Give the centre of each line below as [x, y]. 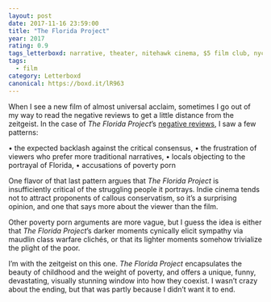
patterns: [23, 132]
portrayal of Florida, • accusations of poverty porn [92, 165]
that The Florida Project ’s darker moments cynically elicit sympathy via [126, 230]
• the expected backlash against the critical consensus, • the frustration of [133, 148]
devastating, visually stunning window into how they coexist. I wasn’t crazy [133, 280]
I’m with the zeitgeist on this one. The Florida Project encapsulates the [125, 263]
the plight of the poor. [44, 248]
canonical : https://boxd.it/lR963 [67, 83]
